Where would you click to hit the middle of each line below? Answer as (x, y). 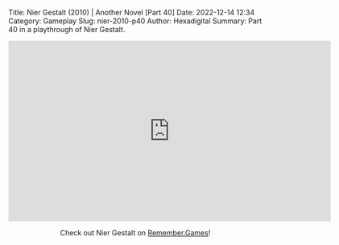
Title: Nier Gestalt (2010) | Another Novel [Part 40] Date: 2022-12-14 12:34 (132, 12)
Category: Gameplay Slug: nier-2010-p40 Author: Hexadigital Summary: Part (135, 21)
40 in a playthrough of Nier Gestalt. (67, 29)
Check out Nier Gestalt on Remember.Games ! (135, 233)
